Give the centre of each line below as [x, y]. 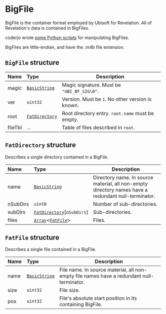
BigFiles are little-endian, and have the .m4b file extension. [65, 47]
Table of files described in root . [98, 127]
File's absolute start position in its [98, 298]
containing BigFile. [81, 305]
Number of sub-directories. [125, 204]
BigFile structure [32, 63]
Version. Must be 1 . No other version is [107, 99]
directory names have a [121, 190]
